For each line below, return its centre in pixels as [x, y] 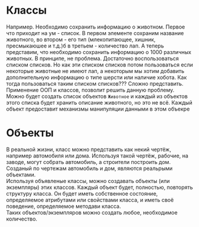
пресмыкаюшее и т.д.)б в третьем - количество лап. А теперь [85, 46]
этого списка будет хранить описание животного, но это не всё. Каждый [99, 102]
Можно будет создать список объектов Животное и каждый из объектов [97, 96]
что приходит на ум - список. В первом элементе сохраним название [95, 33]
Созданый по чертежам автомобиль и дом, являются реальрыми [89, 168]
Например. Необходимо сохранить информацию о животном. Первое [96, 27]
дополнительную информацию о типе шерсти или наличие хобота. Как [97, 77]
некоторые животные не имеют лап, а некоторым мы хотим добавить [95, 71]
